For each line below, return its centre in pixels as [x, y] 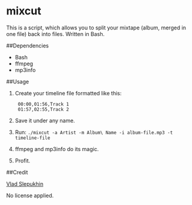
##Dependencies [28, 46]
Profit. [22, 161]
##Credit [17, 172]
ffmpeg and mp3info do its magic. [57, 149]
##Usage [18, 82]
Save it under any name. [45, 120]
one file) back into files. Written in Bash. [55, 34]
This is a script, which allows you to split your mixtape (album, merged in [96, 28]
